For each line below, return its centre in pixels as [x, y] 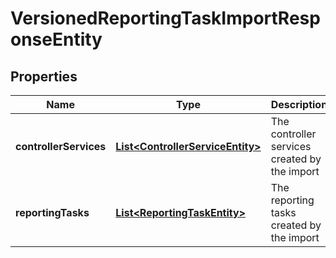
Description [299, 104]
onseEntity [56, 39]
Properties [44, 76]
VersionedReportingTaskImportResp [165, 18]
